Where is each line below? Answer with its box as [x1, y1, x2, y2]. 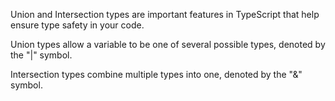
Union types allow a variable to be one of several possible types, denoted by [10, 39, 326, 50]
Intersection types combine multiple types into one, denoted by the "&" [10, 69, 303, 80]
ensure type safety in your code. [10, 19, 145, 31]
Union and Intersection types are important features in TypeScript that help [10, 9, 320, 20]
